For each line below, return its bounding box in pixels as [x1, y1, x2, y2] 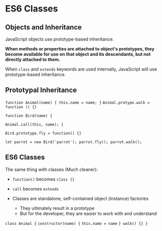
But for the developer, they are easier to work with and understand [19, 210, 157, 216]
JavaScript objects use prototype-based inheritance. [5, 36, 114, 42]
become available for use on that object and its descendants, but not [5, 51, 151, 57]
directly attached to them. [5, 56, 60, 62]
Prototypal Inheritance [5, 86, 77, 94]
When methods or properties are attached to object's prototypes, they [5, 46, 154, 51]
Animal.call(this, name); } [5, 122, 64, 127]
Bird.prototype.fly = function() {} [5, 130, 81, 135]
